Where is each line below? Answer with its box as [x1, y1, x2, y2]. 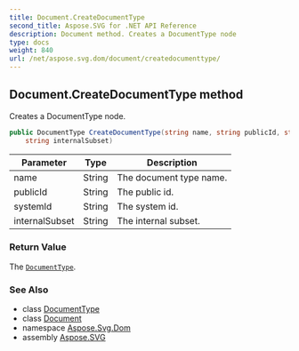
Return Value [9, 241, 67, 253]
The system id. [117, 200, 179, 212]
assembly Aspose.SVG [21, 332, 106, 343]
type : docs [9, 37, 50, 47]
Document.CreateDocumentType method [9, 87, 244, 102]
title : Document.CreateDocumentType [9, 12, 145, 22]
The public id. [117, 186, 174, 198]
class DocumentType [21, 304, 101, 315]
